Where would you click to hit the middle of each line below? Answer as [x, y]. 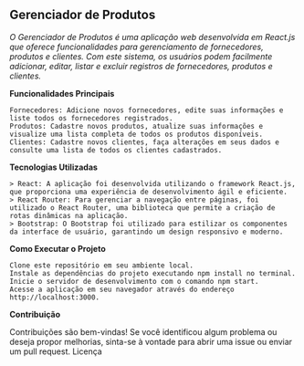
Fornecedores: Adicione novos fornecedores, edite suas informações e [147, 110]
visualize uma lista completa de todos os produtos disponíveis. [136, 134]
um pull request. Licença [56, 351]
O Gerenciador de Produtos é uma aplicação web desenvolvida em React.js [152, 37]
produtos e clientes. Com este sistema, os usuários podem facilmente [141, 56]
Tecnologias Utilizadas [54, 167]
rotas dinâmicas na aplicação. [69, 215]
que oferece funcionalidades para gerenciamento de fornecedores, [136, 47]
